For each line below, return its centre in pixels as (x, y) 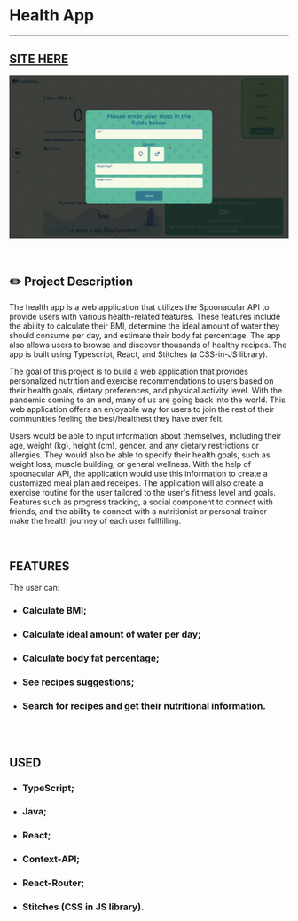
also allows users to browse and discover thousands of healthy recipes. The (148, 345)
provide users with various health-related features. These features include (145, 317)
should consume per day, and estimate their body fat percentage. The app (145, 336)
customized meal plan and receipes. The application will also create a (136, 483)
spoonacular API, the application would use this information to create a (138, 474)
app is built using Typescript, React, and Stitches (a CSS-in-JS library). (139, 354)
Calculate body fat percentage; (90, 658)
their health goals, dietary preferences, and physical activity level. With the (146, 391)
